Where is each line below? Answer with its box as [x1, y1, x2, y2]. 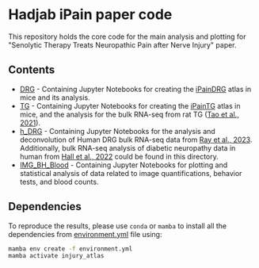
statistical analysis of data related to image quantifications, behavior [19, 168, 242, 178]
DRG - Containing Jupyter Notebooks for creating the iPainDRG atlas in [19, 84, 252, 94]
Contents [8, 63, 55, 77]
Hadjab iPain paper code [8, 6, 173, 24]
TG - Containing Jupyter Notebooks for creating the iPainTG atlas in [19, 101, 241, 110]
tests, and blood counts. [19, 177, 99, 186]
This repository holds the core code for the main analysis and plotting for [8, 32, 246, 41]
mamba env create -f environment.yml [8, 244, 133, 253]
